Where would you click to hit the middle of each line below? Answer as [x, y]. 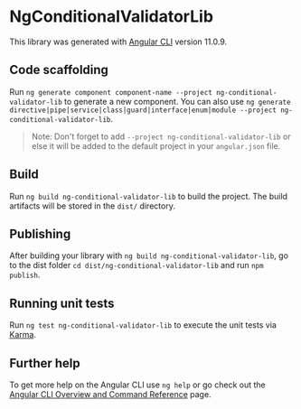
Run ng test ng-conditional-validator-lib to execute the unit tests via [143, 325]
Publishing [40, 233]
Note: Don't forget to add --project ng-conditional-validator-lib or [161, 136]
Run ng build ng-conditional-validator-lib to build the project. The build [148, 196]
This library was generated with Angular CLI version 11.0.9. [118, 42]
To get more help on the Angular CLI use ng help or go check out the [137, 385]
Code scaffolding [59, 70]
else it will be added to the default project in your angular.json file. [156, 145]
